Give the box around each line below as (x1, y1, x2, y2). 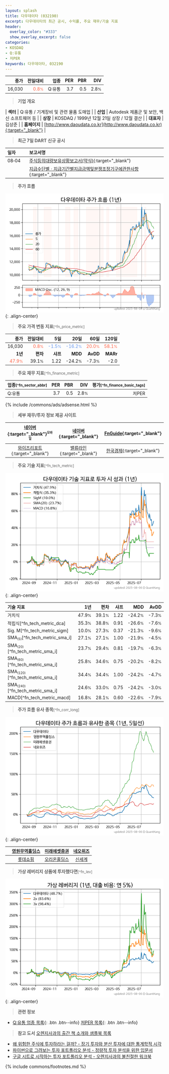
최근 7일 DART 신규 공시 (17, 137, 65, 143)
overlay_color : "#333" (10, 29, 57, 35)
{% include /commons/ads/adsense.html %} (5, 402, 97, 408)
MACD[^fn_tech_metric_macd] (7, 695, 71, 701)
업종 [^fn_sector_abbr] (7, 382, 48, 388)
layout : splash (5, 8, 37, 13)
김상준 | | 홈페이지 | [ (5, 121, 46, 127)
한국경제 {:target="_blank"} (106, 447, 160, 453)
